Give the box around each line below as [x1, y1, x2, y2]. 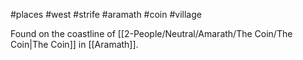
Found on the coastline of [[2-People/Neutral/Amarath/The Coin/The [10, 28, 293, 39]
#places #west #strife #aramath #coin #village [10, 9, 202, 20]
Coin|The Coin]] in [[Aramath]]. [10, 39, 139, 50]
